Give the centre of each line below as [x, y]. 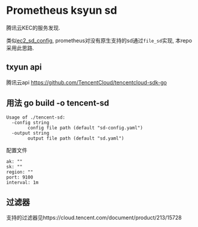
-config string [31, 122]
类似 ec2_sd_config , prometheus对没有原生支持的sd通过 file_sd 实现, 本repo [99, 40]
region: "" [20, 172]
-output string [31, 133]
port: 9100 [20, 177]
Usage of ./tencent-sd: [36, 117]
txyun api [24, 67]
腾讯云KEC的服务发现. [33, 28]
